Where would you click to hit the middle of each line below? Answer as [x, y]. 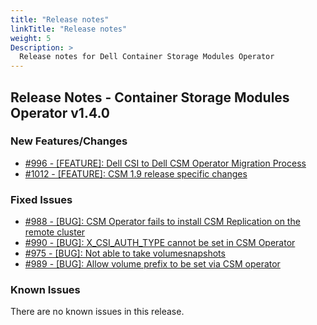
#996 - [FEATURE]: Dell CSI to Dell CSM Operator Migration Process [165, 163]
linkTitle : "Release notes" [69, 29]
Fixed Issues [41, 199]
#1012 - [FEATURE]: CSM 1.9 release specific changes [136, 173]
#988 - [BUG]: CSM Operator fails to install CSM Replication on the [162, 222]
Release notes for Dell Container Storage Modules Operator [147, 57]
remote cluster [55, 232]
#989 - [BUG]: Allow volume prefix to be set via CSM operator [152, 264]
